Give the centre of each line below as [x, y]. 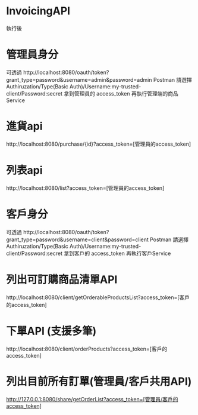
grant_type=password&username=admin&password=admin [79, 79]
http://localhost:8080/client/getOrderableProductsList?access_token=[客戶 [98, 297]
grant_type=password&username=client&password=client [77, 239]
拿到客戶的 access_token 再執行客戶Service [117, 253]
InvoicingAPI [38, 11]
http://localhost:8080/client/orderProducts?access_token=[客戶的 [87, 349]
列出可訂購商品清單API [62, 279]
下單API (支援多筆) [51, 331]
